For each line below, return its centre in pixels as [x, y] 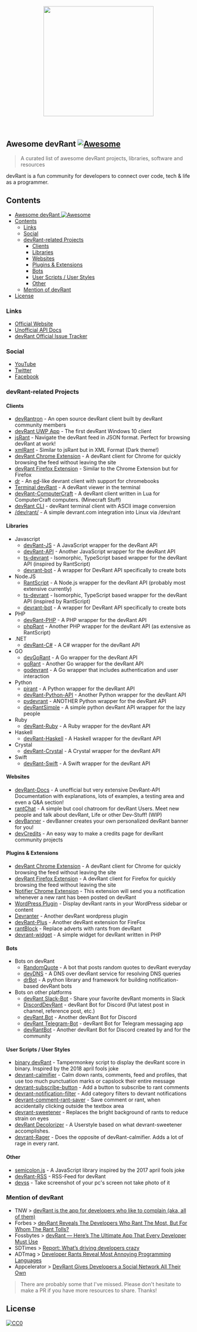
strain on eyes [32, 1118]
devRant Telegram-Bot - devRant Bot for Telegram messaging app [103, 1023]
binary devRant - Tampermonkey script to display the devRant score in [100, 1063]
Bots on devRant [34, 961]
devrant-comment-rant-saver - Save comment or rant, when [87, 1100]
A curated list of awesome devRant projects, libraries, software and [102, 158]
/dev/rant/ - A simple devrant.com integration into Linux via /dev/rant [97, 512]
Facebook [27, 377]
